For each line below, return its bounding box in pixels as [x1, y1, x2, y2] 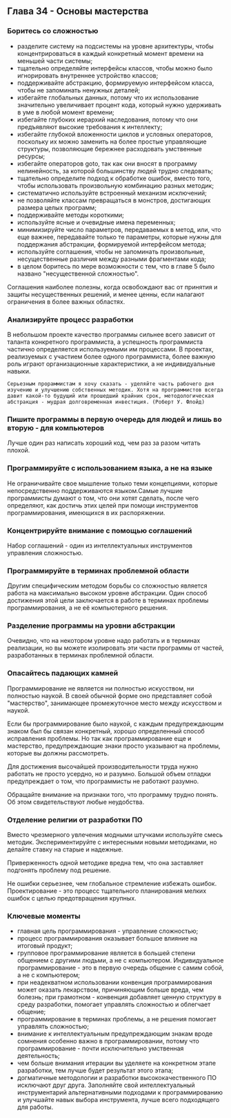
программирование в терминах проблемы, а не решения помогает [17, 1015, 217, 1023]
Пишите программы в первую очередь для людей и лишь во [7, 414, 222, 424]
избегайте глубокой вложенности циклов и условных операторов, [17, 130, 214, 138]
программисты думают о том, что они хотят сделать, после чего [7, 494, 199, 502]
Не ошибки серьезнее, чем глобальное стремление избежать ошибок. [7, 880, 217, 888]
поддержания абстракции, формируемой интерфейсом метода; [17, 240, 207, 248]
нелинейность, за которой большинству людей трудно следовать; [17, 166, 214, 175]
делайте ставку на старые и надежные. [7, 845, 123, 854]
